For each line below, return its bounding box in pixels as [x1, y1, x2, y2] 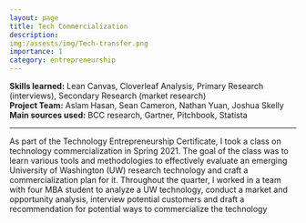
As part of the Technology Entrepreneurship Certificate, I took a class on [9, 136, 282, 147]
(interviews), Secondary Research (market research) [9, 90, 207, 101]
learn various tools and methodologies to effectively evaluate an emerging [9, 156, 288, 166]
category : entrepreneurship [9, 56, 117, 65]
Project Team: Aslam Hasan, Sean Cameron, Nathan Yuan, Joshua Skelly [9, 100, 284, 110]
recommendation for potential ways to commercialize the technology [9, 204, 268, 214]
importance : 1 [9, 47, 64, 56]
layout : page [9, 13, 59, 23]
